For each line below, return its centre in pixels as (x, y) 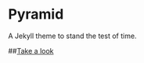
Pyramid (36, 14)
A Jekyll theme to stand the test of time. (72, 36)
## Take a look (31, 51)
